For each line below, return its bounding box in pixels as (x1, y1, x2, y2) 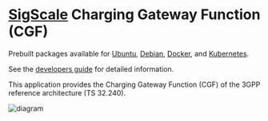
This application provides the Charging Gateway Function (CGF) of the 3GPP (8, 80, 261, 89)
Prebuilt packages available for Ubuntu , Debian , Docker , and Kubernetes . (8, 49, 250, 58)
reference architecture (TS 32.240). (8, 88, 126, 97)
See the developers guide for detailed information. (8, 64, 174, 73)
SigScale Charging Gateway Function (8, 6, 261, 24)
